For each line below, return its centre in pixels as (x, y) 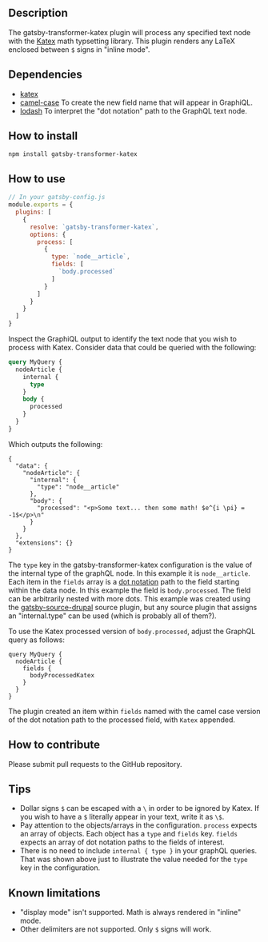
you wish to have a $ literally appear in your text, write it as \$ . (122, 817)
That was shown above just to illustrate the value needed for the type (134, 860)
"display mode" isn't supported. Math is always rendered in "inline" (130, 912)
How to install (43, 136)
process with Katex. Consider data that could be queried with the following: (132, 347)
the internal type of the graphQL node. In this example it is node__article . (129, 573)
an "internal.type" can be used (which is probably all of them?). (113, 616)
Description (38, 13)
